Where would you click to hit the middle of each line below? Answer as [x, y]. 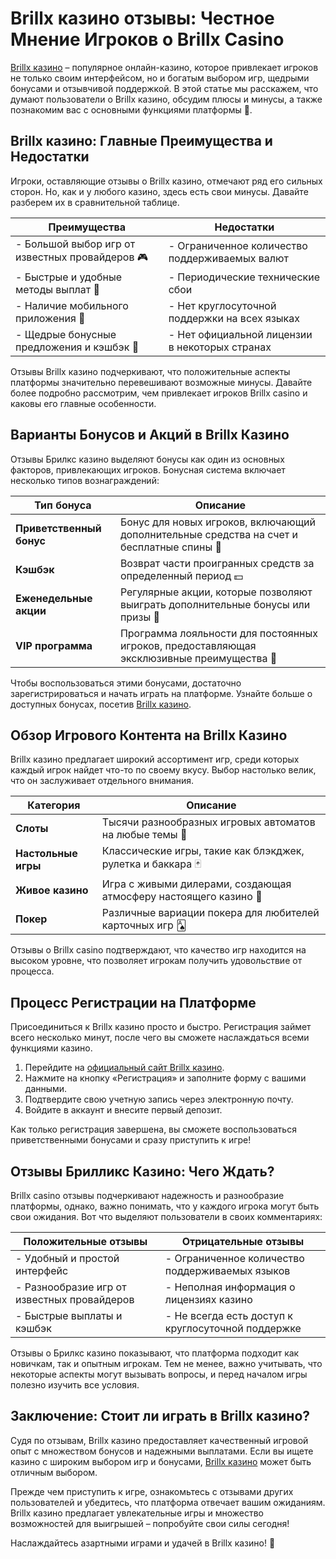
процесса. [32, 971]
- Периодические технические [244, 277]
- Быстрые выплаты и [69, 1315]
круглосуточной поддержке [233, 1328]
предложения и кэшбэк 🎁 [77, 347]
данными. [46, 1089]
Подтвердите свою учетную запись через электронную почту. [159, 1099]
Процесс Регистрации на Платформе [133, 1002]
